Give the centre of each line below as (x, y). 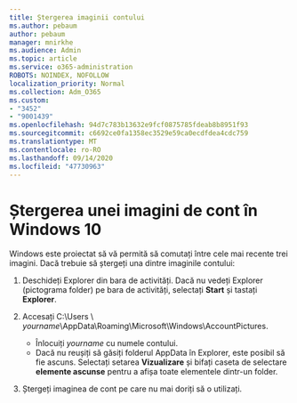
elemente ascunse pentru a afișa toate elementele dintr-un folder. (157, 372)
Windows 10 (56, 229)
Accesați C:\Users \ (58, 317)
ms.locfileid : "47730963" (57, 166)
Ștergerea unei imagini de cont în (133, 210)
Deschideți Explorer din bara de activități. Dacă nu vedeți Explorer (143, 280)
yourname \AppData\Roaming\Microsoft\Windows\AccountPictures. (145, 326)
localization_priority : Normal (67, 84)
